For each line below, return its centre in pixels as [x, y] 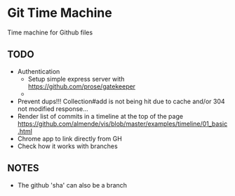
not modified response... [53, 109]
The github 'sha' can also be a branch [72, 185]
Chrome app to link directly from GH [70, 138]
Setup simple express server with [76, 79]
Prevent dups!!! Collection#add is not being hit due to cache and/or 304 [121, 101]
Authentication [39, 71]
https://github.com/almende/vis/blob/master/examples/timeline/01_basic [122, 124]
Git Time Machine [60, 13]
